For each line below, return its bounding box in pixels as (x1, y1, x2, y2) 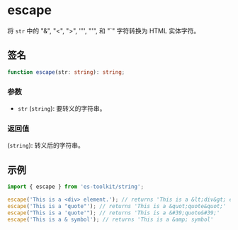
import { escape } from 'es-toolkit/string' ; (7, 183, 144, 190)
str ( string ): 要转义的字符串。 (17, 104, 106, 112)
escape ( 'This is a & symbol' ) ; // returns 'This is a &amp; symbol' (7, 216, 214, 223)
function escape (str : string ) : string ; (7, 68, 125, 76)
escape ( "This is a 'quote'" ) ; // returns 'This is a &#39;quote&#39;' (7, 209, 220, 217)
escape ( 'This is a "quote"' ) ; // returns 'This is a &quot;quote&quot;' (7, 202, 227, 209)
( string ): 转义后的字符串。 (7, 141, 85, 150)
